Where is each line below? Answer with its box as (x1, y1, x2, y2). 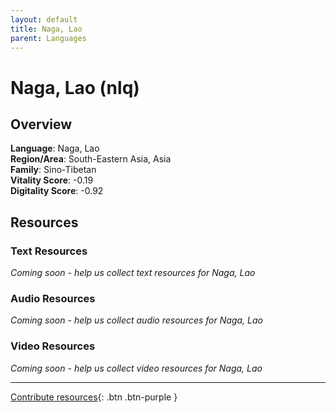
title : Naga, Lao (10, 24, 83, 34)
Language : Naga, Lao (10, 142, 100, 155)
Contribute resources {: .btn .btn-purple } (10, 391, 178, 403)
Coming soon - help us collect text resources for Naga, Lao (10, 267, 256, 279)
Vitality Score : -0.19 (10, 174, 94, 186)
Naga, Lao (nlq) (10, 76, 140, 99)
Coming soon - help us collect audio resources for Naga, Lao (10, 314, 263, 326)
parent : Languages (10, 33, 87, 43)
